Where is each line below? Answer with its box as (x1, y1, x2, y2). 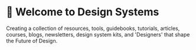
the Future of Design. (6, 37, 58, 44)
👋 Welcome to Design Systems (6, 5, 159, 19)
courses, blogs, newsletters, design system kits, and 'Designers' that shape (6, 31, 190, 38)
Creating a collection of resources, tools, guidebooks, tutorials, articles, (6, 25, 180, 32)
